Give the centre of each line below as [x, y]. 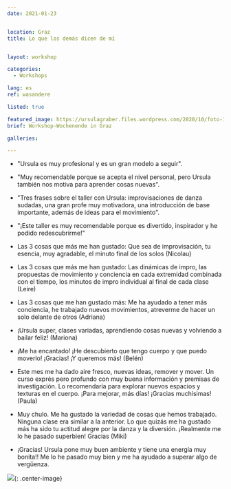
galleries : [23, 138]
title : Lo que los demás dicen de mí [61, 39]
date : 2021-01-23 [32, 13]
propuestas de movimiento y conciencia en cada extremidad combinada [119, 274]
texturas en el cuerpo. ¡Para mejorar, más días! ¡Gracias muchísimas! [114, 394]
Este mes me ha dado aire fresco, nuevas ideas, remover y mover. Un [115, 372]
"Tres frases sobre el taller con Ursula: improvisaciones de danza [110, 198]
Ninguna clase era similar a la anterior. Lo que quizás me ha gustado [114, 422]
